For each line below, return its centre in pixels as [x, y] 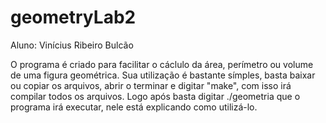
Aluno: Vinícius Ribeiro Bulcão [72, 45]
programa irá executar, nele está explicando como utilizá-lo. [134, 107]
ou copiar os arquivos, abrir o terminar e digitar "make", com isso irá [151, 85]
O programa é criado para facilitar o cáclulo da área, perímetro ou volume [162, 64]
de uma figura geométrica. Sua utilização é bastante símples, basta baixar [163, 75]
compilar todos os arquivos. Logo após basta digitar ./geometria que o [155, 96]
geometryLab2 [73, 17]
